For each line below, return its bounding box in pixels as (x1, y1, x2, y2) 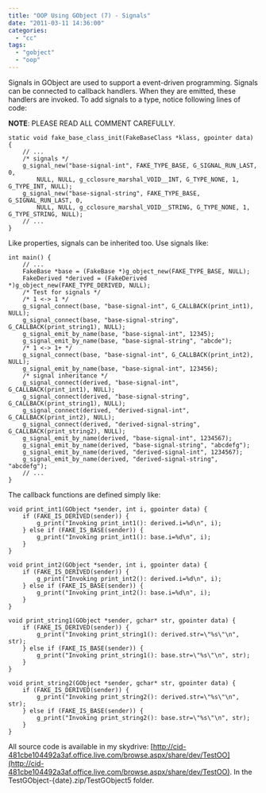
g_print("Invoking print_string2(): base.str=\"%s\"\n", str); (37, 714, 250, 721)
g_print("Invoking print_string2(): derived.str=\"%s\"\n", (37, 693, 240, 701)
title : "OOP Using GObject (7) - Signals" (8, 11, 151, 20)
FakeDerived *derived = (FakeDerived (22, 274, 148, 282)
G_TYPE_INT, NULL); (8, 182, 73, 191)
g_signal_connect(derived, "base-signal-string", (22, 393, 191, 400)
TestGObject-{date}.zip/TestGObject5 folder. (8, 776, 155, 785)
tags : (8, 41, 26, 49)
